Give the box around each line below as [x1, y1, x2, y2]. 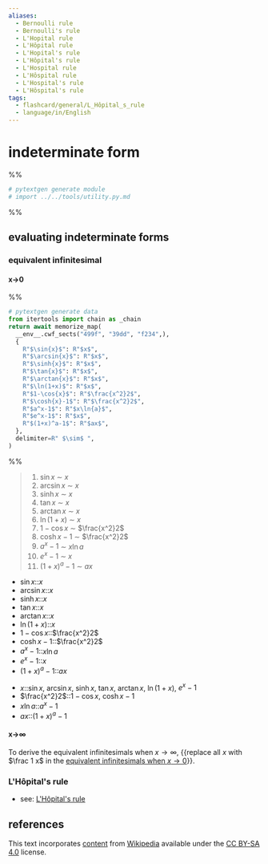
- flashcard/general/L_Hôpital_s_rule [15, 101, 146, 109]
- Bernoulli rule [15, 19, 74, 27]
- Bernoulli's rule [15, 26, 81, 34]
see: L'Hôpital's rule [19, 794, 86, 804]
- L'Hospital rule [15, 64, 78, 72]
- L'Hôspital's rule [15, 86, 84, 95]
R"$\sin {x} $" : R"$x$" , [22, 345, 98, 353]
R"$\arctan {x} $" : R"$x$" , [22, 375, 110, 383]
